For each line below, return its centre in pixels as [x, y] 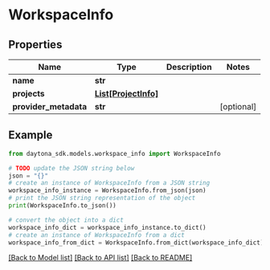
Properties [35, 45]
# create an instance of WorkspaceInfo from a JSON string [109, 183]
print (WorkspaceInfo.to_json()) [62, 206]
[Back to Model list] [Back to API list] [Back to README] [100, 258]
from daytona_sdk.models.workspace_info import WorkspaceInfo [115, 153]
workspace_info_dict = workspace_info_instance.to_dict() [107, 227]
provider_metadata [49, 106]
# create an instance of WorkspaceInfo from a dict [96, 235]
